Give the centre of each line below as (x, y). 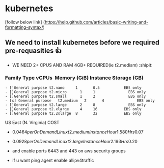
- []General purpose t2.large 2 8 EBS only (76, 105)
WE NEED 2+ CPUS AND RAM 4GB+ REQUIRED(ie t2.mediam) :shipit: (82, 65)
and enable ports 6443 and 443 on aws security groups (69, 151)
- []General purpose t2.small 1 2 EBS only (76, 96)
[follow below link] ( (25, 22)
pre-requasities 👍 (33, 51)
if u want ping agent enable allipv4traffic (53, 160)
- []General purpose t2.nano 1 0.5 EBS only (73, 88)
